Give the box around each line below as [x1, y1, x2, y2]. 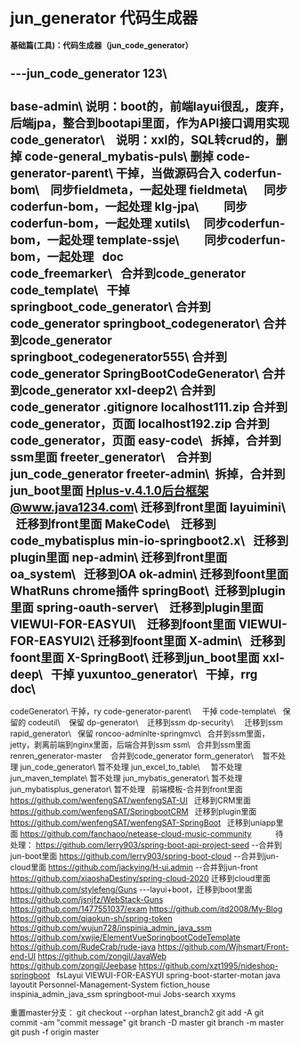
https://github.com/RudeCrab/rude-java [10, 941, 157, 952]
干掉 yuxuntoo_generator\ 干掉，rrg [51, 666, 258, 682]
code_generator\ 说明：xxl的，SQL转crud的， [10, 132, 276, 147]
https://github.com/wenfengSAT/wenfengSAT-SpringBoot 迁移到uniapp [10, 817, 277, 828]
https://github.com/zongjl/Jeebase [10, 960, 137, 971]
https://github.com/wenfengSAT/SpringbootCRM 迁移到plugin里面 [10, 805, 257, 816]
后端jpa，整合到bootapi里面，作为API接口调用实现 [10, 115, 290, 130]
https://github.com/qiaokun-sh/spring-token [10, 912, 173, 923]
